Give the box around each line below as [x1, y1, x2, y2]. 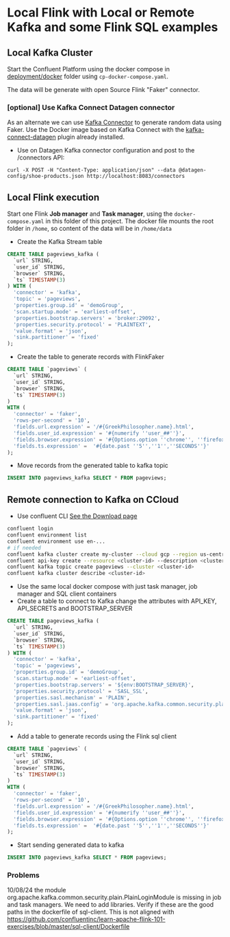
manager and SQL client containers [16, 589, 117, 598]
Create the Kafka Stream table [16, 238, 103, 246]
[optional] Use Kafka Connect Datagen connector [7, 102, 175, 112]
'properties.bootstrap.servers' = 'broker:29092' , [13, 315, 161, 321]
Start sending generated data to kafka [16, 841, 125, 849]
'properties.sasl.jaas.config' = [13, 701, 109, 708]
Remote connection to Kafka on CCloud [7, 493, 179, 506]
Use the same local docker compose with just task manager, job [16, 583, 198, 591]
